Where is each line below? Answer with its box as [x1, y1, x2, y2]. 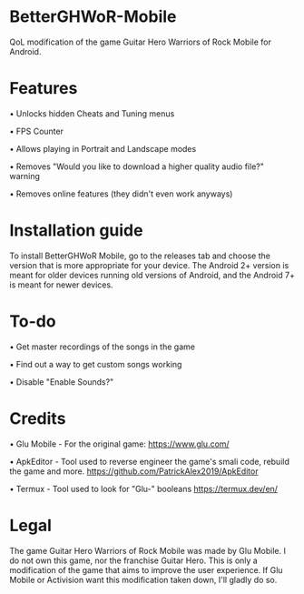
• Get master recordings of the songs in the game [9, 341, 195, 352]
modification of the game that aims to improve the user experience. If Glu [9, 564, 283, 575]
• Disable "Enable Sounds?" [9, 376, 114, 388]
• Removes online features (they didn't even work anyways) [9, 188, 233, 199]
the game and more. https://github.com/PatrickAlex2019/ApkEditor [9, 466, 259, 477]
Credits [9, 408, 66, 428]
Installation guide [9, 220, 143, 241]
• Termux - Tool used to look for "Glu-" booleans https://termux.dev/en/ [9, 483, 279, 494]
